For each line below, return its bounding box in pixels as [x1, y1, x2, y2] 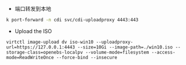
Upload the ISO [14, 27, 52, 34]
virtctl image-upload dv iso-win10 [6, 39, 94, 45]
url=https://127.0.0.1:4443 [6, 44, 76, 50]
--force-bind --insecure [56, 54, 118, 60]
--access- [151, 49, 176, 55]
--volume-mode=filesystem [85, 49, 149, 55]
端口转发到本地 [14, 5, 51, 12]
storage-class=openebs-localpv [6, 49, 83, 55]
